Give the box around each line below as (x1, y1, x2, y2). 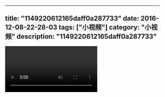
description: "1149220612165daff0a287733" (16, 32, 157, 41)
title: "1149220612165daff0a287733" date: (5, 14, 139, 23)
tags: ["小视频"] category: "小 (58, 23, 151, 32)
